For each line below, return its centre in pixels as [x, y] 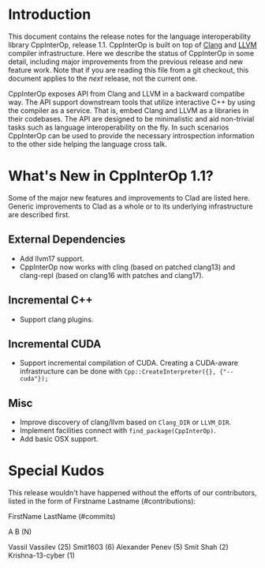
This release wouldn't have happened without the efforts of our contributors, [133, 493]
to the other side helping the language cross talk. [88, 144]
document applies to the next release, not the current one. [103, 78]
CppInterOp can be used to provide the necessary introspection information [131, 135]
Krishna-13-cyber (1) [41, 555]
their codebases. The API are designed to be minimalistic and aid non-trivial [131, 118]
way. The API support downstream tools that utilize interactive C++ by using [132, 102]
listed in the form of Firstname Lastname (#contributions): [102, 501]
